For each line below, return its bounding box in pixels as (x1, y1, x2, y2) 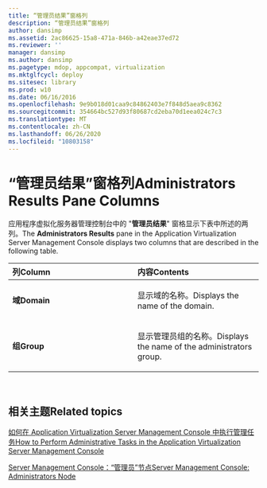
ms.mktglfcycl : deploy (8, 71, 83, 79)
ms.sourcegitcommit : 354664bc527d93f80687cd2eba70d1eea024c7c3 (8, 108, 222, 116)
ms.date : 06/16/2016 (8, 93, 77, 101)
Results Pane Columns (8, 192, 161, 209)
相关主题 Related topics (8, 404, 123, 418)
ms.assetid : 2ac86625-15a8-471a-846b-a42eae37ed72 (8, 33, 180, 42)
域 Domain (12, 295, 50, 306)
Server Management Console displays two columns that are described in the (8, 238, 259, 248)
